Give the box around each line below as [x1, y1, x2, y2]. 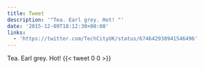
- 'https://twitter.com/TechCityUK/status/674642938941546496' [13, 36, 198, 42]
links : [7, 29, 26, 36]
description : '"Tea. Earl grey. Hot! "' [7, 16, 125, 23]
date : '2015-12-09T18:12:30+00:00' [7, 23, 109, 29]
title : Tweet [7, 10, 45, 17]
